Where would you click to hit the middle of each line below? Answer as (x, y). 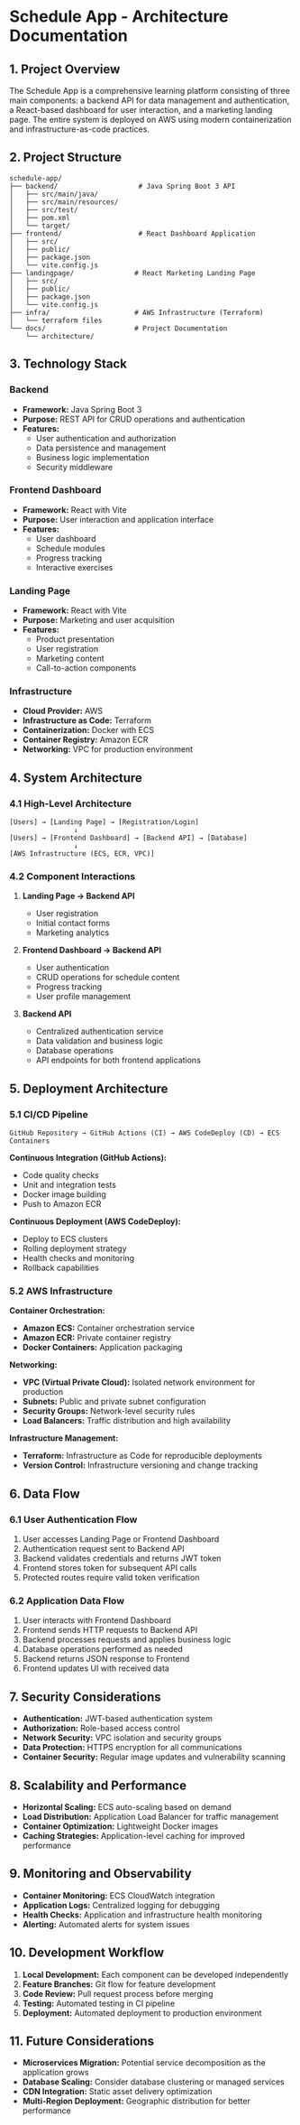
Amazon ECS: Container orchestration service (109, 1328)
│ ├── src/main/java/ (54, 194)
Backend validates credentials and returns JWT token (122, 1558)
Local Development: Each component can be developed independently (155, 1974)
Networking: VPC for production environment (108, 749)
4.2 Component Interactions (73, 876)
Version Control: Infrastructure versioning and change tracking (140, 1465)
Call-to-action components (86, 668)
